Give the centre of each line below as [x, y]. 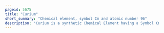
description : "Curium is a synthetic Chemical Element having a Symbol [79, 23]
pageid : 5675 [18, 9]
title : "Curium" [21, 14]
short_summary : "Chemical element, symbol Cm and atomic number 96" [76, 18]
